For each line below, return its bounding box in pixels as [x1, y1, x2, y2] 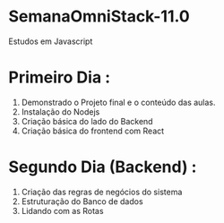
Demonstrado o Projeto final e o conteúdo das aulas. [21, 97, 216, 107]
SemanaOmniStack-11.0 [8, 6, 190, 27]
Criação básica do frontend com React [21, 125, 165, 136]
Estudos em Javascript [8, 36, 93, 47]
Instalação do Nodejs [21, 106, 100, 117]
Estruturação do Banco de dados [21, 195, 144, 207]
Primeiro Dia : [8, 67, 111, 88]
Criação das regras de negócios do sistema [21, 186, 183, 197]
